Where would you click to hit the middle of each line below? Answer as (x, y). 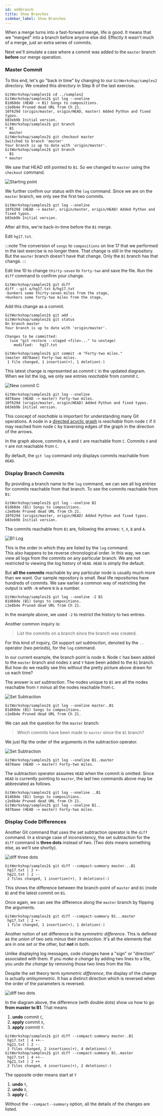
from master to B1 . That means (36, 1008)
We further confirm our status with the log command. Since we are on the (79, 191)
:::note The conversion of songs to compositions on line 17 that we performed (81, 246)
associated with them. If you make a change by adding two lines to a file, (78, 959)
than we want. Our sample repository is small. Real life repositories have (77, 577)
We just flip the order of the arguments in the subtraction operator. (71, 742)
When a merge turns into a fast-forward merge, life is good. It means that (78, 33)
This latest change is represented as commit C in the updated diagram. (75, 371)
